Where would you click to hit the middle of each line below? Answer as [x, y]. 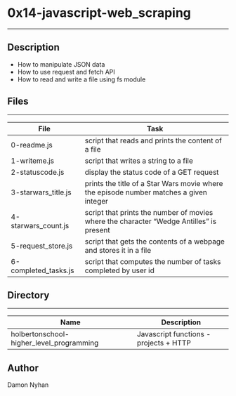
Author [23, 368]
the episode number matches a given [146, 192]
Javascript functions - [174, 334]
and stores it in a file [118, 250]
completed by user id [119, 270]
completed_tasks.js [42, 270]
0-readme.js [32, 145]
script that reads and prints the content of [153, 140]
